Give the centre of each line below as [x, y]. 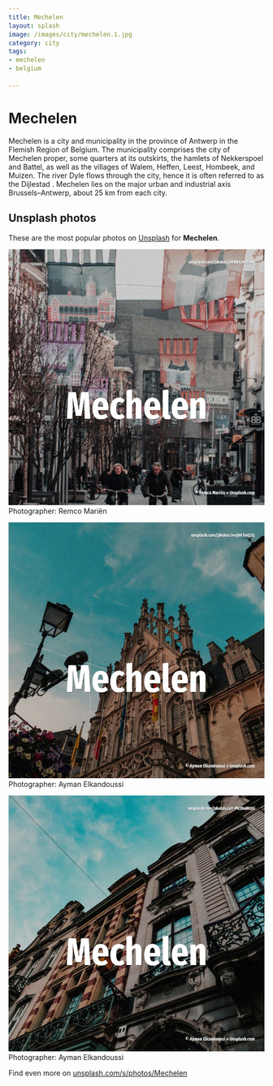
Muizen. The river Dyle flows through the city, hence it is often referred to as [136, 175]
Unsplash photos [52, 218]
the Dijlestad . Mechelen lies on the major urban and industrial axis [120, 184]
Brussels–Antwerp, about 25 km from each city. [88, 193]
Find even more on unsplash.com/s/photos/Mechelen [98, 1073]
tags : [17, 52]
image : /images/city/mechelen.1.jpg [70, 34]
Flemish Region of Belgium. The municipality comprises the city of [119, 149]
